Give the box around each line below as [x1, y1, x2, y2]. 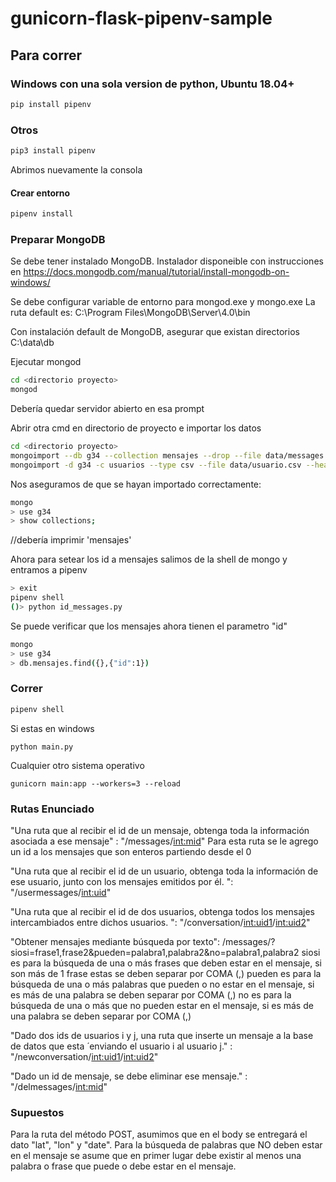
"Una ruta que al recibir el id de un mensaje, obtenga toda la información [10, 825, 310, 837]
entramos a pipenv [10, 564, 88, 576]
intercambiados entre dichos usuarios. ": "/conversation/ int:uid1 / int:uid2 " [10, 917, 311, 929]
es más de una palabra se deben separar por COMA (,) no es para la [10, 989, 292, 1001]
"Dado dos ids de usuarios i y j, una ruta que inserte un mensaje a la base [10, 1030, 314, 1042]
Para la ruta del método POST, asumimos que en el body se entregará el [10, 1128, 308, 1141]
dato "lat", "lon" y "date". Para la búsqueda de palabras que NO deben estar [10, 1139, 323, 1151]
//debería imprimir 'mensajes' [10, 534, 132, 546]
